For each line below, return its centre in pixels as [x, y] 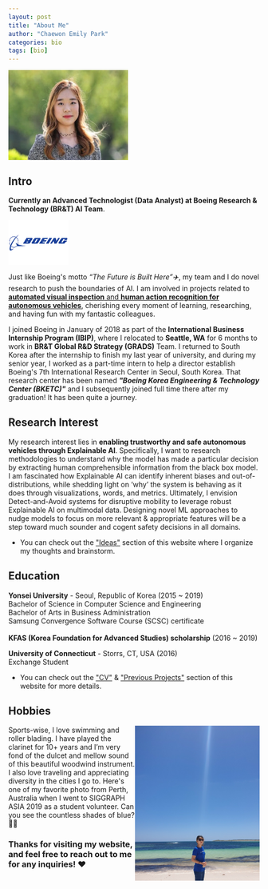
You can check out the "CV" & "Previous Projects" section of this [126, 677]
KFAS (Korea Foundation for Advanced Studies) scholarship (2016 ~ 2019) [133, 638]
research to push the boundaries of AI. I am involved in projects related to [129, 288]
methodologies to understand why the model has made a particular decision [134, 459]
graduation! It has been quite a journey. [73, 397]
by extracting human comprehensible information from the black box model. [133, 467]
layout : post [30, 17]
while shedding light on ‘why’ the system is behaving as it [147, 484]
